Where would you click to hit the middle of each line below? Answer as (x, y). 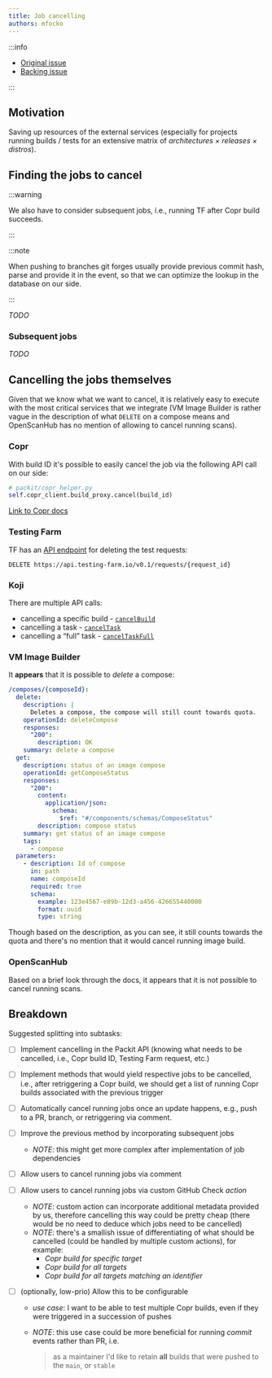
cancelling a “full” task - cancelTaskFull (87, 635)
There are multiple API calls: (56, 603)
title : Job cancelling (47, 16)
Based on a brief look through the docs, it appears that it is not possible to (133, 980)
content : (53, 796)
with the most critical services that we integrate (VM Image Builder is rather (135, 408)
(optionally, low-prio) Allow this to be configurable (104, 1291)
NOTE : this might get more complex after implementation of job (138, 1149)
